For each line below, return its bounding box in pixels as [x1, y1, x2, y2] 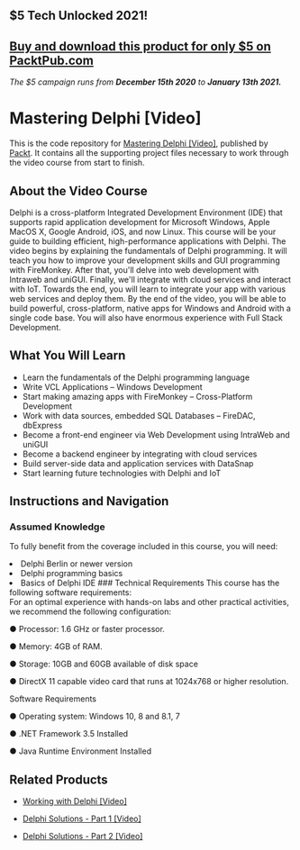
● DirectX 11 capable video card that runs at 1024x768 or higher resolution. [9, 676, 289, 687]
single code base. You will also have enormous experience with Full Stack [9, 312, 284, 323]
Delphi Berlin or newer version [21, 558, 133, 569]
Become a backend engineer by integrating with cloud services [22, 448, 258, 459]
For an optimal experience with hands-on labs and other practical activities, [9, 597, 290, 608]
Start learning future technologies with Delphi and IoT [22, 467, 222, 478]
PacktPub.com [9, 52, 95, 68]
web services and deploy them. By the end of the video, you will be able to [9, 293, 286, 303]
